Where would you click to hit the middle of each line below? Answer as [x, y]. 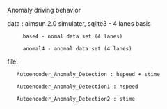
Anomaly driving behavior [44, 10]
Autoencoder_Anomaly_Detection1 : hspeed [77, 87]
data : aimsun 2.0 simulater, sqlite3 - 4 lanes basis [79, 23]
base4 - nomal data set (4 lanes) [73, 36]
